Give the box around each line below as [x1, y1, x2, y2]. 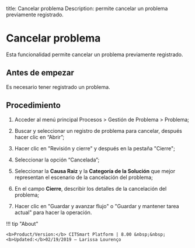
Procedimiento [6, 101, 61, 111]
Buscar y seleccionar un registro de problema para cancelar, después [14, 127, 182, 134]
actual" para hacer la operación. [14, 209, 92, 216]
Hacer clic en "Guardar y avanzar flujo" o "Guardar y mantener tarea [14, 202, 179, 209]
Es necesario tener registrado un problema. [6, 83, 110, 90]
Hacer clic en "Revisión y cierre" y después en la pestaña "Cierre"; [14, 144, 175, 151]
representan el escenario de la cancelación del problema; [14, 174, 153, 181]
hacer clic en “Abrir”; [14, 133, 65, 140]
